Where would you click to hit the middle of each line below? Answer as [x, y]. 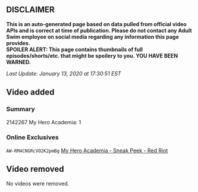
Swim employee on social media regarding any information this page [93, 37]
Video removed [35, 169]
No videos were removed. [38, 183]
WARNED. [19, 62]
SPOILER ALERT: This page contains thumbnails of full [74, 49]
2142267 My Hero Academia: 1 [44, 122]
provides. [18, 43]
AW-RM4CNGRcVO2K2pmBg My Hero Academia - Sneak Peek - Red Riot [87, 150]
